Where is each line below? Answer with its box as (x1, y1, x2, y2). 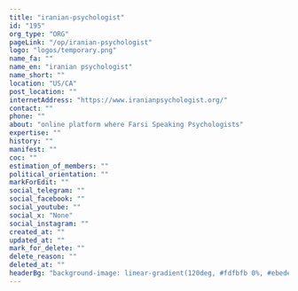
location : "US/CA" (9, 79, 77, 88)
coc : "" (9, 153, 38, 162)
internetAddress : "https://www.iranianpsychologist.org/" (9, 95, 228, 105)
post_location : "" (9, 87, 77, 96)
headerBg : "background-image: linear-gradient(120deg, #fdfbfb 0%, (9, 269, 264, 278)
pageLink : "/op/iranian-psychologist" (9, 37, 153, 47)
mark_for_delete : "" (9, 244, 86, 253)
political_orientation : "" (9, 169, 109, 178)
